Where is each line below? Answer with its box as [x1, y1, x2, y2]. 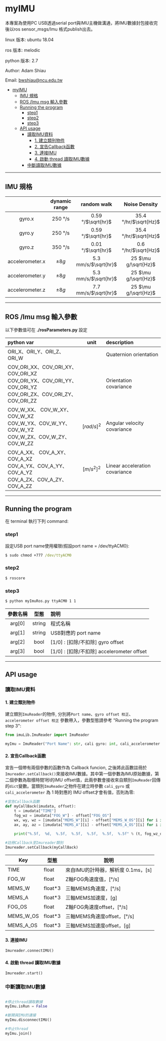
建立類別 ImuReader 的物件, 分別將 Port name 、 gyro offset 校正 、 [5, 711, 133, 717]
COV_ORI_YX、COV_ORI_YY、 [7, 377, 77, 384]
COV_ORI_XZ [7, 370, 37, 377]
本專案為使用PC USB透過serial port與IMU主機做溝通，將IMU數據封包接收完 [5, 20, 158, 26]
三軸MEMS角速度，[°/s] [65, 885, 121, 892]
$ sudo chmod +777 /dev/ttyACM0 [5, 552, 72, 558]
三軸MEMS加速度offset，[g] [65, 922, 131, 929]
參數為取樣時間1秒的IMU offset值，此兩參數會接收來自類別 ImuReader [13, 777, 152, 783]
